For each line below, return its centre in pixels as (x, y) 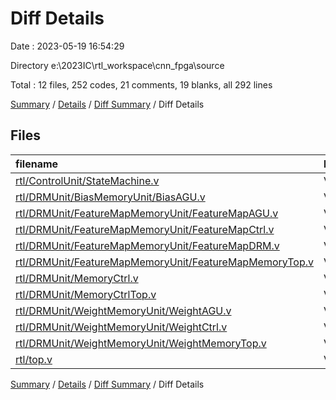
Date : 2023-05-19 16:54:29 (67, 46)
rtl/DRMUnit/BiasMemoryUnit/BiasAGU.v (110, 197)
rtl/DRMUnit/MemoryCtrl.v (77, 278)
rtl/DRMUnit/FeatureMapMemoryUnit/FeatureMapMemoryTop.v (165, 262)
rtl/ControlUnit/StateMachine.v (87, 180)
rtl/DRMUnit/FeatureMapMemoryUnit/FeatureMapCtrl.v (145, 229)
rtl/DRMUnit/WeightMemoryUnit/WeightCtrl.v (121, 327)
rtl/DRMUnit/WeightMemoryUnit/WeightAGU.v (123, 310)
